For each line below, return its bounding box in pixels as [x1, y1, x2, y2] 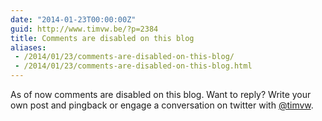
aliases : [10, 42, 47, 53]
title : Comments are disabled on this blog [10, 33, 195, 43]
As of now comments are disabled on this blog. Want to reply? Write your [10, 89, 312, 100]
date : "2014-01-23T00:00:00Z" [10, 14, 137, 25]
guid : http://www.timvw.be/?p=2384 [10, 24, 159, 34]
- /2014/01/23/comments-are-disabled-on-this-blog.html [14, 61, 253, 71]
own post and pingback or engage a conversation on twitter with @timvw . [10, 99, 314, 111]
